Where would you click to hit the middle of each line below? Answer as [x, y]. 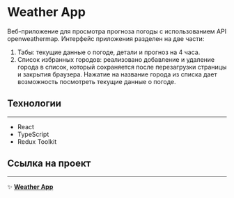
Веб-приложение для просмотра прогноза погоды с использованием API [117, 31]
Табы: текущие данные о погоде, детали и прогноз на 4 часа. [109, 52]
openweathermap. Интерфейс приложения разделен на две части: [106, 38]
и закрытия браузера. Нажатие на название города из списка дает [117, 74]
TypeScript [33, 134]
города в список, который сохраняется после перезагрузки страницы [122, 67]
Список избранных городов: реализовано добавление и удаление [116, 59]
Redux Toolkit [37, 141]
